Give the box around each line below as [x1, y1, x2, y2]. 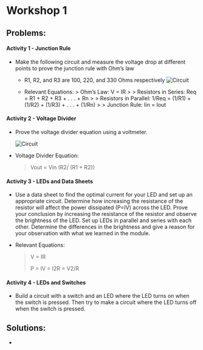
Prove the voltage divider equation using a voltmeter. [15, 128, 148, 135]
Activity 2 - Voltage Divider [6, 115, 77, 122]
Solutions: [6, 323, 46, 333]
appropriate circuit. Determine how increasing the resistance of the [15, 198, 184, 205]
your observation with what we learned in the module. [15, 230, 151, 237]
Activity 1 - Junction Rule [6, 45, 71, 52]
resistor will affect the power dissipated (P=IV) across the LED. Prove [15, 204, 188, 211]
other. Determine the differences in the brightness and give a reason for [15, 223, 195, 231]
